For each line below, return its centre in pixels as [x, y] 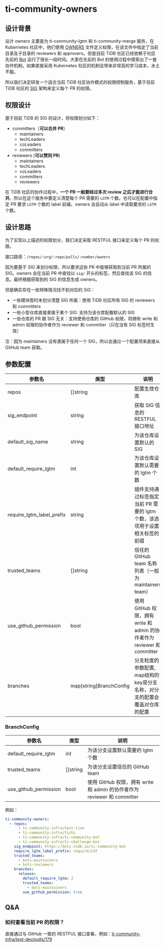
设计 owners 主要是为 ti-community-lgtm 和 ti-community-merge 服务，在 [80, 41]
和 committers [26, 306]
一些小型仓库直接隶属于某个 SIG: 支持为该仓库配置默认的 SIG [73, 312]
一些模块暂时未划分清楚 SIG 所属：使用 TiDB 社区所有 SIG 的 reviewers [83, 300]
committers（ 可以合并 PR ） [40, 128]
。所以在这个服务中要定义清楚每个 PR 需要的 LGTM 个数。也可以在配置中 [82, 198]
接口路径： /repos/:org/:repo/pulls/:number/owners [58, 257]
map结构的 [147, 675]
